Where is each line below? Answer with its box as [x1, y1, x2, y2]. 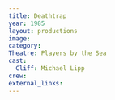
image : [8, 34, 31, 43]
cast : [8, 57, 27, 65]
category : [8, 42, 42, 50]
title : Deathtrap [8, 11, 67, 20]
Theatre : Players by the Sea [8, 49, 107, 57]
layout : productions [8, 27, 79, 35]
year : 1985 [8, 19, 45, 27]
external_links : [8, 79, 63, 87]
